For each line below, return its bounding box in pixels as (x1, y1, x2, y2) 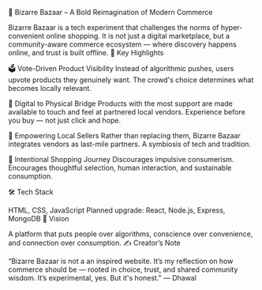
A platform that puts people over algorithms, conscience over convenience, (8, 229, 253, 239)
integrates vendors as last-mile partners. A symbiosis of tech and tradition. (8, 139, 251, 149)
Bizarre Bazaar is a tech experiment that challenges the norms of (8, 23, 219, 32)
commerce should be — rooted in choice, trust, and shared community (8, 265, 238, 274)
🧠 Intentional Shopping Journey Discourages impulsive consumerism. (8, 155, 234, 164)
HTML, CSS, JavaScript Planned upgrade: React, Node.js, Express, (8, 205, 226, 215)
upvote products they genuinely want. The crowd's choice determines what (8, 75, 254, 85)
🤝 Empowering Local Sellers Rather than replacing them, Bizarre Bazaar (8, 131, 241, 140)
